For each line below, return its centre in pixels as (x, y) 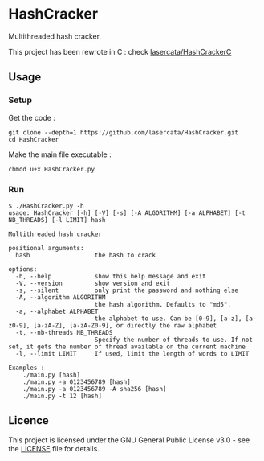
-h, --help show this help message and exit (111, 276)
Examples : (26, 368)
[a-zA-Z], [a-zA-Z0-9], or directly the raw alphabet (125, 325)
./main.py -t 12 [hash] (63, 396)
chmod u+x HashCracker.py (51, 169)
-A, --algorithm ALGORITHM (61, 297)
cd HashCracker (34, 139)
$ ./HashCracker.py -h (46, 206)
